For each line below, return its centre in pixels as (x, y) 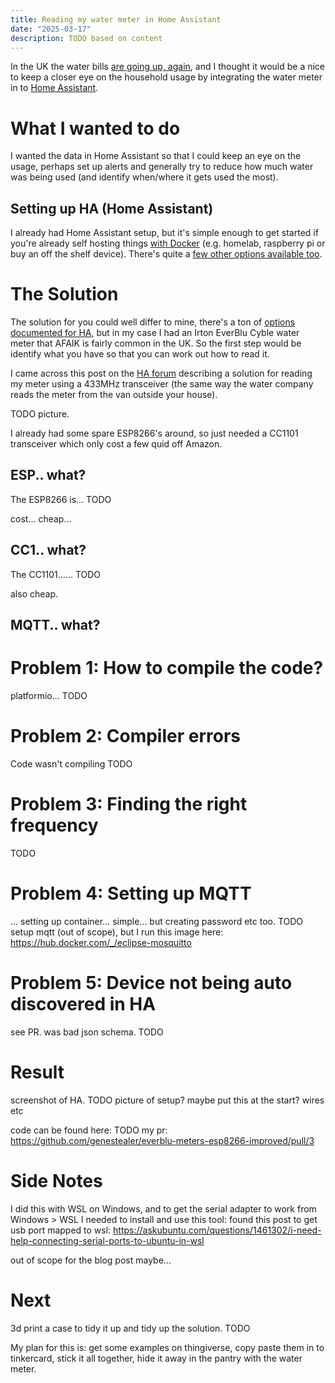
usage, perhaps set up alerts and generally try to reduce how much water (162, 167)
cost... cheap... (41, 518)
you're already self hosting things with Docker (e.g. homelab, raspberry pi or (168, 243)
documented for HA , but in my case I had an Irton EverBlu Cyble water (155, 333)
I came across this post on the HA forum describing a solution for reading (161, 373)
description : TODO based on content (86, 38)
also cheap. (34, 593)
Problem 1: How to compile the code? (167, 668)
